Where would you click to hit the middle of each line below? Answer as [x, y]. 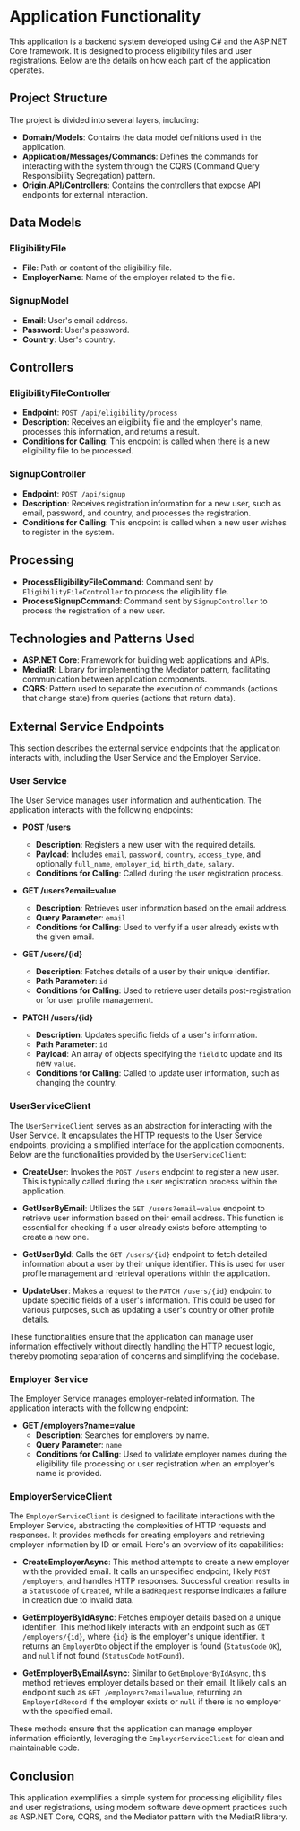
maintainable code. [45, 1747]
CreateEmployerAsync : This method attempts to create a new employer [156, 1562]
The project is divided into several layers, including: [104, 119]
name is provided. [69, 1474]
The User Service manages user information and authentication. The [136, 800]
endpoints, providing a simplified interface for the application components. [147, 1144]
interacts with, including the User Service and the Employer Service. [135, 758]
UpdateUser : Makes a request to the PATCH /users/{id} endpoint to [147, 1290]
